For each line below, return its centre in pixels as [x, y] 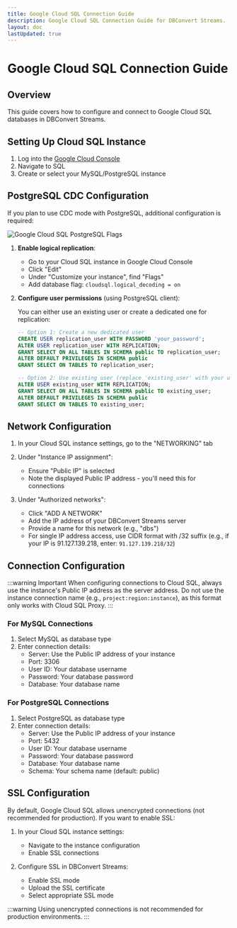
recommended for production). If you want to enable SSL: [91, 817]
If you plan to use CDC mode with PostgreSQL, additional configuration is [114, 213]
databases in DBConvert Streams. [57, 119]
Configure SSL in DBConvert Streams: [73, 866]
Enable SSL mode [54, 880]
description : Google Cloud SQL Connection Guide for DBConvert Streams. [117, 21]
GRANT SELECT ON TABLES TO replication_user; [86, 366]
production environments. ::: [48, 916]
